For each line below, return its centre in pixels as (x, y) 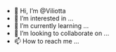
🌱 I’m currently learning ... (51, 26)
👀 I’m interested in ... (44, 18)
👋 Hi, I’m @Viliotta (40, 11)
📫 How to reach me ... (46, 41)
